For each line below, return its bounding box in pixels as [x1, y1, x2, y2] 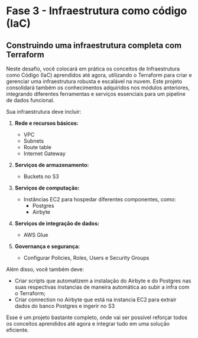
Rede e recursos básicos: [14, 120, 79, 127]
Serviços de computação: [14, 185, 80, 191]
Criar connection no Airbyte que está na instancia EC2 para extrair [14, 296, 177, 303]
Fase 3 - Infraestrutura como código [6, 4, 187, 18]
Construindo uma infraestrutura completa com [6, 40, 182, 50]
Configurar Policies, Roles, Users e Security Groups [23, 255, 150, 261]
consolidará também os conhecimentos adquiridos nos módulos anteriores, [6, 84, 190, 91]
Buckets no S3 [23, 173, 59, 180]
